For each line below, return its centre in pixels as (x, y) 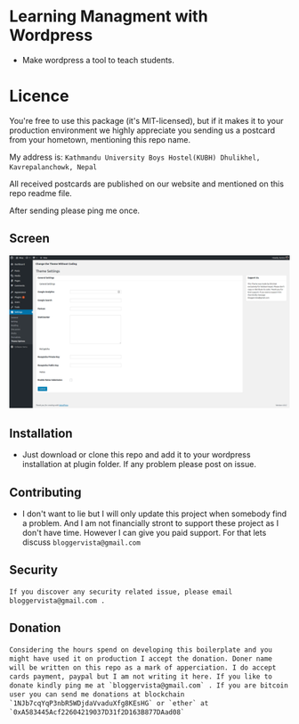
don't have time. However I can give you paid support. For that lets (144, 532)
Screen (30, 239)
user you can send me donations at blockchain (97, 694)
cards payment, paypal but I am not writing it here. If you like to (141, 676)
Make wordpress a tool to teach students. (98, 60)
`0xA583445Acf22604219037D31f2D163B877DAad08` (97, 712)
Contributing (45, 492)
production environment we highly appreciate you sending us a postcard (142, 130)
